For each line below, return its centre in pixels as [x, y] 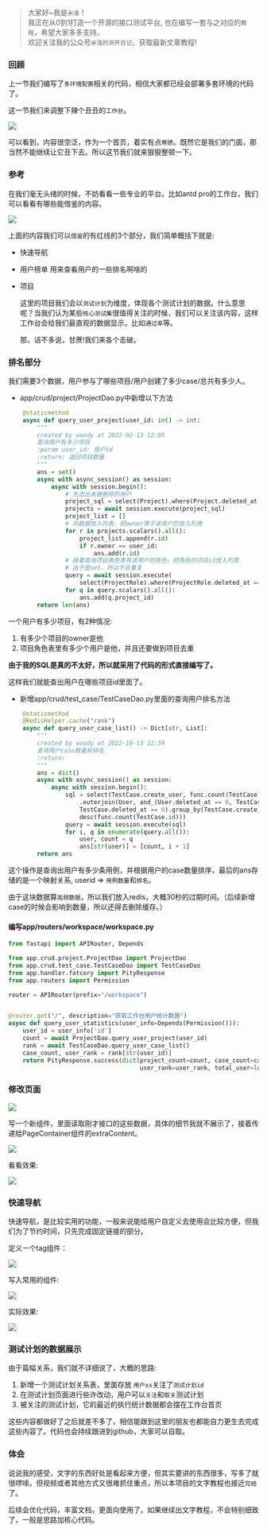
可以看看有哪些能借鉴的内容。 [57, 203]
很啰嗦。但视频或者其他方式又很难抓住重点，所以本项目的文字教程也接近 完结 [132, 1483]
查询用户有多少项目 [64, 443]
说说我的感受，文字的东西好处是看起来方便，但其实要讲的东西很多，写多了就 [133, 1472]
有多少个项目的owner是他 [62, 638]
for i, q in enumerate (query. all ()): [128, 832]
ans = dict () [58, 773]
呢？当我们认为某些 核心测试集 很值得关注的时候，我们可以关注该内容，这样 [139, 312]
